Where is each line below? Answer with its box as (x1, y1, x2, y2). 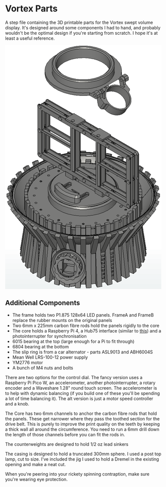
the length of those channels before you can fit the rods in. (5, 431, 125, 437)
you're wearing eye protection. (5, 476, 68, 482)
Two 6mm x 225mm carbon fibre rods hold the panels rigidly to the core (12, 323, 160, 328)
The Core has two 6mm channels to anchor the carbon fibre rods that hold (5, 410, 157, 416)
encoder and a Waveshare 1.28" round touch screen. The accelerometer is (5, 385, 158, 391)
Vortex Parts (5, 3, 58, 14)
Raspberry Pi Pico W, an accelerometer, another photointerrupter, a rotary (5, 380, 156, 386)
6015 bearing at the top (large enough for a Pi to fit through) (12, 338, 135, 344)
